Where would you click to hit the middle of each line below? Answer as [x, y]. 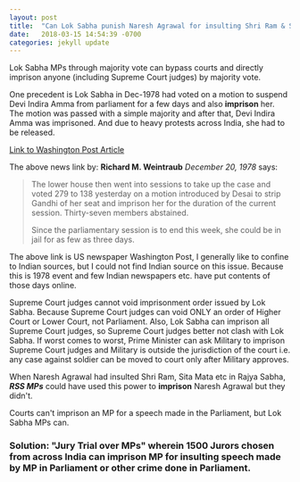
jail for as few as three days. [83, 240]
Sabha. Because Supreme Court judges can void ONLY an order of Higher [145, 312]
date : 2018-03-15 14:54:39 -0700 [75, 34]
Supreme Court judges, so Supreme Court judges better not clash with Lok [146, 331]
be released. [32, 133]
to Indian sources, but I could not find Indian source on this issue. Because [146, 266]
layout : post [33, 17]
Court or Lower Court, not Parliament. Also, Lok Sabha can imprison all [139, 321]
